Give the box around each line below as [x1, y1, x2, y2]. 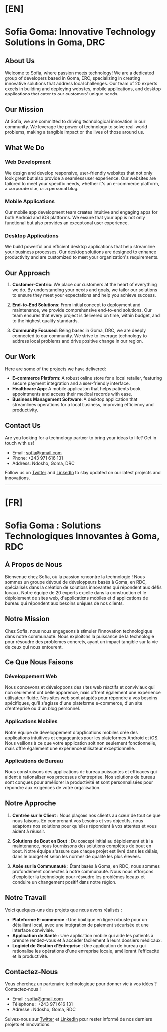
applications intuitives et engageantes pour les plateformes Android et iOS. [5, 735, 159, 741]
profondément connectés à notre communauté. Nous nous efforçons [12, 868, 154, 874]
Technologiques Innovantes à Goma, [5, 531, 160, 542]
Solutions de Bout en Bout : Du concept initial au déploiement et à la [12, 838, 153, 844]
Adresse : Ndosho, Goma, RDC [12, 1006, 76, 1013]
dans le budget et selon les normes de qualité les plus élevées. [12, 853, 141, 859]
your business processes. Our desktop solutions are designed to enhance [5, 249, 157, 255]
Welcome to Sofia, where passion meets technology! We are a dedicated [5, 70, 154, 76]
